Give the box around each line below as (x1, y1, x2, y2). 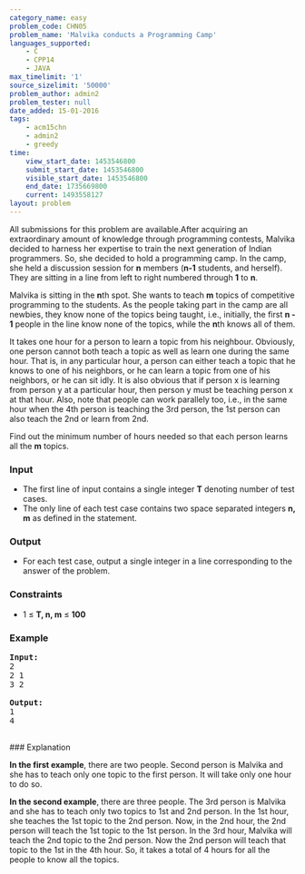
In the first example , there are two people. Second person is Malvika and (9, 760, 284, 771)
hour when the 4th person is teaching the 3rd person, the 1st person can (9, 403, 280, 414)
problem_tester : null (9, 97, 92, 107)
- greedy (25, 140, 59, 149)
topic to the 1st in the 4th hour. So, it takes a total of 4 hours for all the (9, 845, 271, 856)
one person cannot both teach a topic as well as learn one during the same (9, 346, 290, 357)
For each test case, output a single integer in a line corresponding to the (22, 555, 293, 567)
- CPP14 (25, 55, 54, 64)
